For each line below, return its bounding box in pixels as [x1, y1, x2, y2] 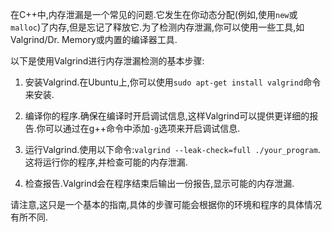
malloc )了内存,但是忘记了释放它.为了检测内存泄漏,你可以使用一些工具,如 [10, 21, 305, 33]
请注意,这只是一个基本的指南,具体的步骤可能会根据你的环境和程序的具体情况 [10, 199, 323, 210]
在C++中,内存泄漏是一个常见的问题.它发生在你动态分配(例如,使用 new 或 [10, 9, 298, 20]
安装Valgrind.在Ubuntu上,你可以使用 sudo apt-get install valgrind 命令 [24, 76, 322, 88]
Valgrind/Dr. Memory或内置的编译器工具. [10, 34, 178, 45]
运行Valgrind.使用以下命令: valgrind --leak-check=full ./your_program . [24, 144, 321, 155]
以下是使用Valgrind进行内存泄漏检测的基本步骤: [10, 55, 205, 67]
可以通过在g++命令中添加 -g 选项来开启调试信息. [44, 123, 241, 134]
